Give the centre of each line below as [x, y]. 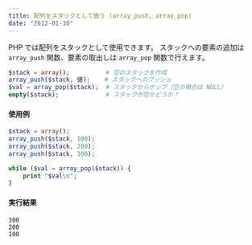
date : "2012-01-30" [41, 23]
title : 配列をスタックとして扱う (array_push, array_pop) [100, 16]
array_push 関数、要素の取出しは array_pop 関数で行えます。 [109, 57]
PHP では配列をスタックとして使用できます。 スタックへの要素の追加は [126, 47]
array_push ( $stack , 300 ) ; [52, 153]
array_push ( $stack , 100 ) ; [52, 139]
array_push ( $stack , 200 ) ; [52, 146]
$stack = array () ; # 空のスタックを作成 [88, 72]
